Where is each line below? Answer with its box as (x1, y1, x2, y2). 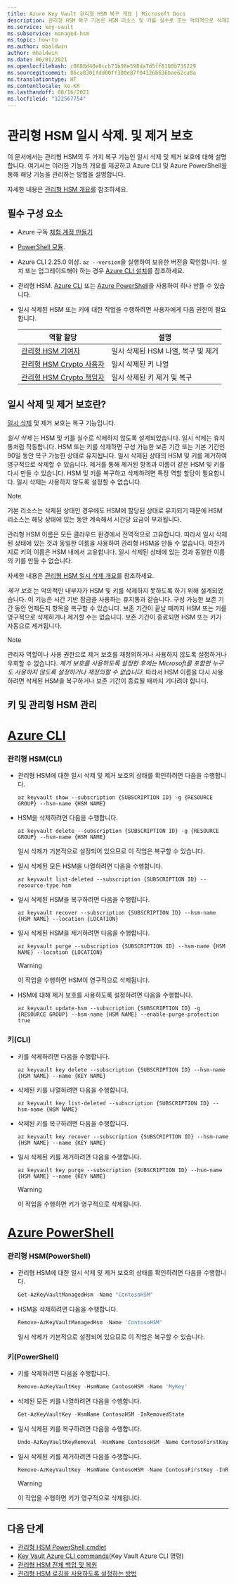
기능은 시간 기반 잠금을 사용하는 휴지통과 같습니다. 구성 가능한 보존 (34, 595, 217, 603)
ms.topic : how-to (7, 37, 58, 44)
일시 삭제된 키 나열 (111, 359, 169, 369)
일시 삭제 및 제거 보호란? (7, 398, 107, 410)
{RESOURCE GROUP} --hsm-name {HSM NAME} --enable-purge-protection (17, 1011, 219, 1018)
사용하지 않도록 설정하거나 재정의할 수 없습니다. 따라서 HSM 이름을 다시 (14, 667, 211, 676)
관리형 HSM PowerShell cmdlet (17, 1542, 107, 1551)
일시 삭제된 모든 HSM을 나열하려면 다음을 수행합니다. (17, 862, 163, 870)
